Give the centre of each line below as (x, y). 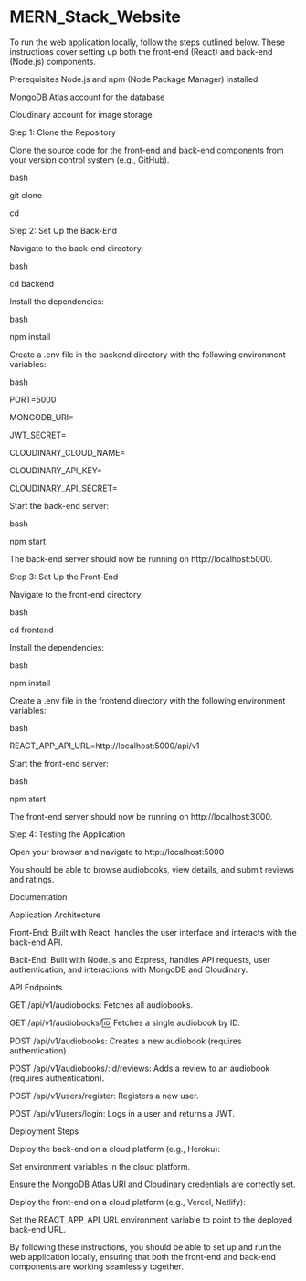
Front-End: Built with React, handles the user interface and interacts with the (153, 932)
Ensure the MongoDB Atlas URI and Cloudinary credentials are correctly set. (153, 1184)
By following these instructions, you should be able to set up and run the (146, 1247)
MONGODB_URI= (42, 417)
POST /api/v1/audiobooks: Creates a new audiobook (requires (126, 1041)
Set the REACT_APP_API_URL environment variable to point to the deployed (151, 1219)
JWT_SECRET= (38, 435)
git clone (26, 195)
